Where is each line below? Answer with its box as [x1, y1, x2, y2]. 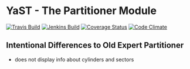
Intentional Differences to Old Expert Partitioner [6, 40, 184, 50]
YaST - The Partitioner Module [6, 4, 157, 18]
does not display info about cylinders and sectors [14, 56, 134, 63]
